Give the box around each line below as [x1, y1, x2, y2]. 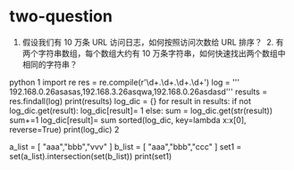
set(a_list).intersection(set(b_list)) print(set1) [9, 150, 172, 161]
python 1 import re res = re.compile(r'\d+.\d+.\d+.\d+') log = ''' [9, 77, 239, 87]
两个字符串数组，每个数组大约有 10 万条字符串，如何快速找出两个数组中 [21, 47, 286, 59]
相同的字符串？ [21, 59, 78, 69]
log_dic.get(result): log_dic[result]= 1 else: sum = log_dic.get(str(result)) [9, 105, 273, 116]
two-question [9, 6, 113, 27]
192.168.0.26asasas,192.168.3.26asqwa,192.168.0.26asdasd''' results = [9, 86, 268, 97]
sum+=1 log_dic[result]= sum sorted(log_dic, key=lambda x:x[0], [9, 114, 248, 125]
